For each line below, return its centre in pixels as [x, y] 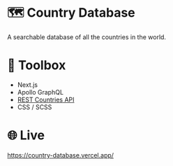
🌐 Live [26, 136]
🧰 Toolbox [37, 65]
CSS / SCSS [35, 107]
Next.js [28, 85]
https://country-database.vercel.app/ [60, 155]
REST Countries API [46, 99]
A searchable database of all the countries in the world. [86, 37]
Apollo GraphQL [40, 92]
